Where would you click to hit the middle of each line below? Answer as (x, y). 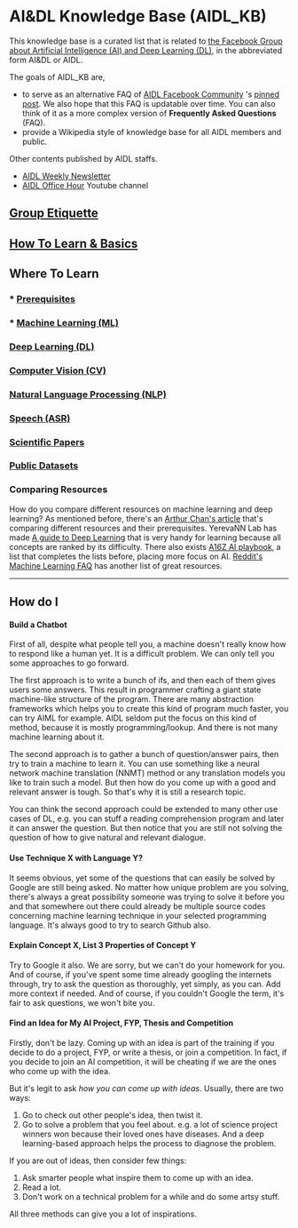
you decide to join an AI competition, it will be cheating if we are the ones (143, 1061)
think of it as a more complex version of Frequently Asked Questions (149, 113)
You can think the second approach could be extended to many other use (144, 809)
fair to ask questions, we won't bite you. (82, 1002)
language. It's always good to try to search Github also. (110, 925)
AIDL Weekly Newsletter (66, 176)
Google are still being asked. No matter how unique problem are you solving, (149, 887)
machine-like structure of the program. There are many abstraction (132, 699)
